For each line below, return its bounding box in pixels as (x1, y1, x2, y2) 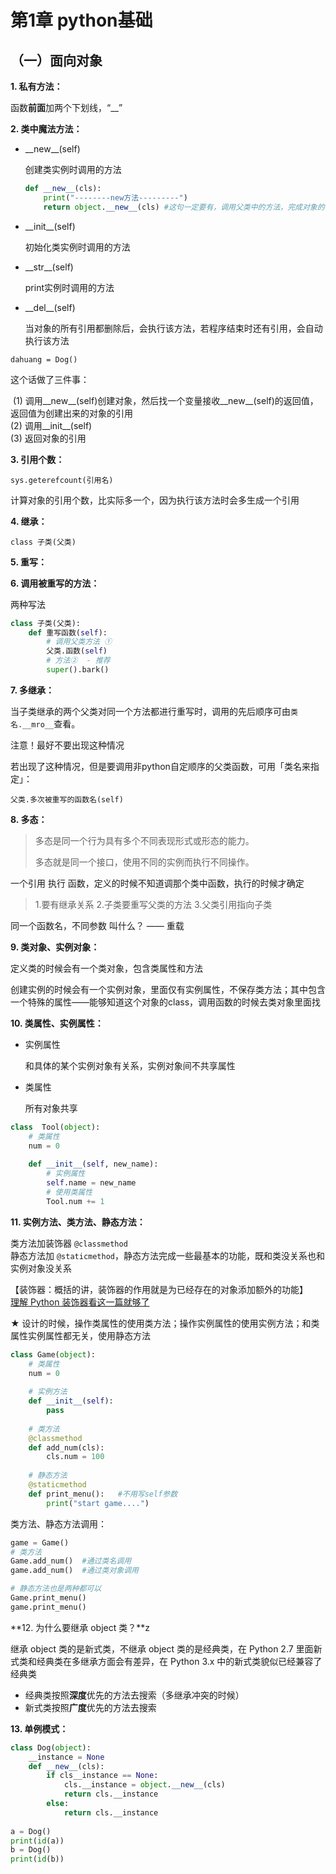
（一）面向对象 (10, 52, 103, 69)
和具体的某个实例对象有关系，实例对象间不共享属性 (24, 1059, 236, 1071)
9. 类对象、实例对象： (10, 941, 100, 953)
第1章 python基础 (10, 9, 153, 32)
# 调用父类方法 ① (46, 637, 112, 647)
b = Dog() (10, 1845, 52, 1855)
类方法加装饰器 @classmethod (10, 1237, 128, 1249)
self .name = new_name (46, 1178, 137, 1188)
